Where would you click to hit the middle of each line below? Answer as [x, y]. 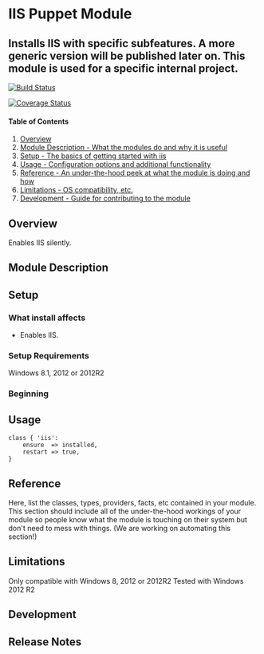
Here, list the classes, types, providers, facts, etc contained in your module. [132, 502]
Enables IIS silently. [40, 243]
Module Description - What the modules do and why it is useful [124, 148]
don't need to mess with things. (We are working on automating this [120, 528]
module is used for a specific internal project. [123, 68]
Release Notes [45, 642]
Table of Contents [39, 121]
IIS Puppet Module [70, 14]
